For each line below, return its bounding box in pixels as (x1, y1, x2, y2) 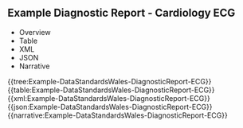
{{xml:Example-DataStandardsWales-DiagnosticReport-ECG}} (7, 93, 210, 103)
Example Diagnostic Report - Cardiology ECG (7, 6, 236, 20)
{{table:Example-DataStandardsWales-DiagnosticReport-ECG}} (7, 85, 216, 95)
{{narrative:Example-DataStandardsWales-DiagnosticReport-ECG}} (7, 111, 228, 120)
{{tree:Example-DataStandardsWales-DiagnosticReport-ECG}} (7, 76, 212, 86)
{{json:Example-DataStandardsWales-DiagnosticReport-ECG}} (7, 102, 213, 111)
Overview (18, 27, 51, 37)
